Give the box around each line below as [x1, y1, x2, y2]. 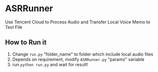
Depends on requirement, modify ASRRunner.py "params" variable [12, 56, 145, 62]
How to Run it [5, 38, 47, 47]
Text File [5, 24, 23, 30]
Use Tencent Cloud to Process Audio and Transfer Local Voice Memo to [5, 19, 151, 25]
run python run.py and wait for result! [12, 61, 88, 67]
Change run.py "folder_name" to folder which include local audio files [12, 51, 154, 57]
